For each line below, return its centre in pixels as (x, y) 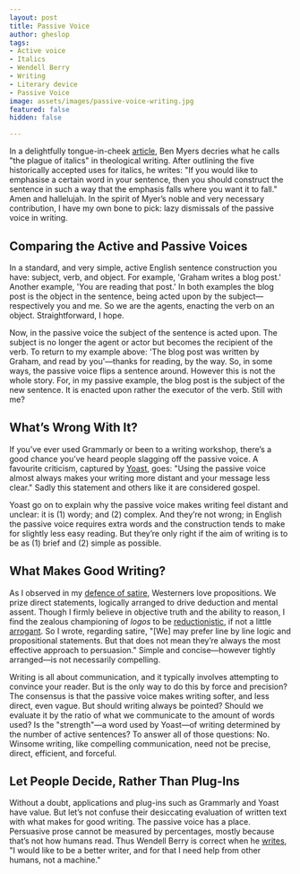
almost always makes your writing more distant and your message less (140, 477)
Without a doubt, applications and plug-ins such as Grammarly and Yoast (144, 803)
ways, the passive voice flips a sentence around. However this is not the (142, 371)
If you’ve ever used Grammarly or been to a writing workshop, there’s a (141, 449)
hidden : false (36, 118)
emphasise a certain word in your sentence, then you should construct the (146, 179)
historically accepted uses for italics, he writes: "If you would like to (133, 170)
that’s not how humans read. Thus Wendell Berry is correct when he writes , (148, 841)
